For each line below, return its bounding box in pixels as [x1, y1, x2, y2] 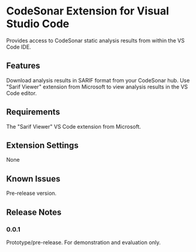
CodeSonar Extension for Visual [6, 4, 170, 18]
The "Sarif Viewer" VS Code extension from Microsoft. [6, 123, 141, 130]
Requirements [6, 107, 60, 117]
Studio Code [6, 17, 70, 31]
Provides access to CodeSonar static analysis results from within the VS [6, 37, 185, 44]
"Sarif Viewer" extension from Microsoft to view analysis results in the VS [6, 83, 188, 90]
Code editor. [6, 89, 37, 97]
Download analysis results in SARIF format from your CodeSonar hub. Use [6, 76, 190, 84]
